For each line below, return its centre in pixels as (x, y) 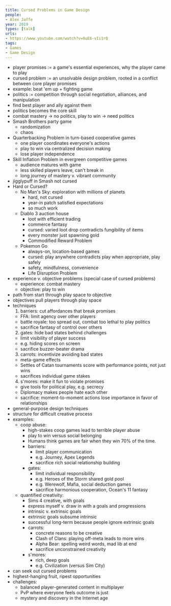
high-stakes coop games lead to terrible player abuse (84, 430)
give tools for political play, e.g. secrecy (62, 387)
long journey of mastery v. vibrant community (68, 175)
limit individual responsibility (65, 473)
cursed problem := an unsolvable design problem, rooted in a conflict (85, 78)
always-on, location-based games (64, 251)
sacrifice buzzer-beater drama (52, 349)
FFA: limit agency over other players (58, 316)
